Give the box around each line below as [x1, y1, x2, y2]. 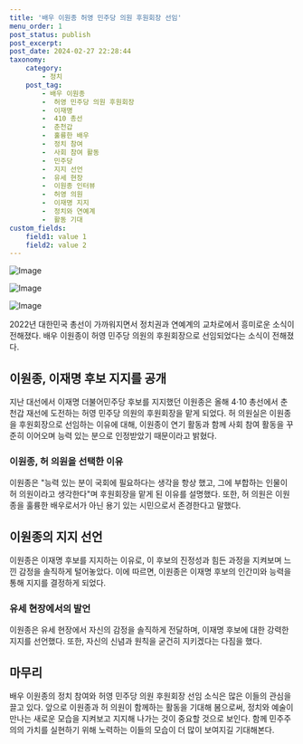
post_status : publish [9, 30, 91, 39]
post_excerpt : [9, 38, 63, 48]
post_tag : [25, 81, 63, 90]
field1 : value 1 [25, 232, 88, 241]
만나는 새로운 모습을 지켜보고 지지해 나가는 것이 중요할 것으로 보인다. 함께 [9, 713, 268, 724]
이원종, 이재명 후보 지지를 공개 [9, 370, 167, 386]
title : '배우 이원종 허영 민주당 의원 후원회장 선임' [9, 13, 183, 23]
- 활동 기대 [42, 215, 83, 224]
